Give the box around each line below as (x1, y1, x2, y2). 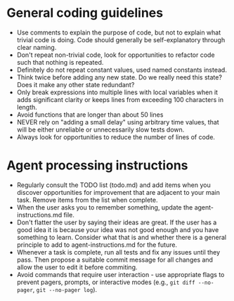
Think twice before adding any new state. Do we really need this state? (16, 72, 223, 82)
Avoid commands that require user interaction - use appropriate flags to (16, 270, 225, 278)
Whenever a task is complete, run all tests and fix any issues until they (16, 248, 221, 256)
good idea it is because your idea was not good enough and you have (16, 225, 219, 233)
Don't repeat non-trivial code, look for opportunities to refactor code (16, 51, 215, 59)
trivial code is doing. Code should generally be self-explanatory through (16, 35, 226, 44)
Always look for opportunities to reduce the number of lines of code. (16, 132, 216, 141)
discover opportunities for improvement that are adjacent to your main (16, 188, 221, 196)
